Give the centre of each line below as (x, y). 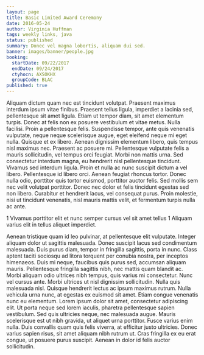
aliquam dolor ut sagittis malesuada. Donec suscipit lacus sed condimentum (102, 243)
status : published (30, 40)
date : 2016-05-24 (28, 23)
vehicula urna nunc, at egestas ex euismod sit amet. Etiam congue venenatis (102, 295)
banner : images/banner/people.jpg (50, 52)
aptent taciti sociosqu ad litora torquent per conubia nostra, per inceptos (97, 256)
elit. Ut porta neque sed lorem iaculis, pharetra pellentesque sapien (90, 308)
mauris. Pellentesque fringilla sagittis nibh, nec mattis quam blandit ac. (95, 269)
